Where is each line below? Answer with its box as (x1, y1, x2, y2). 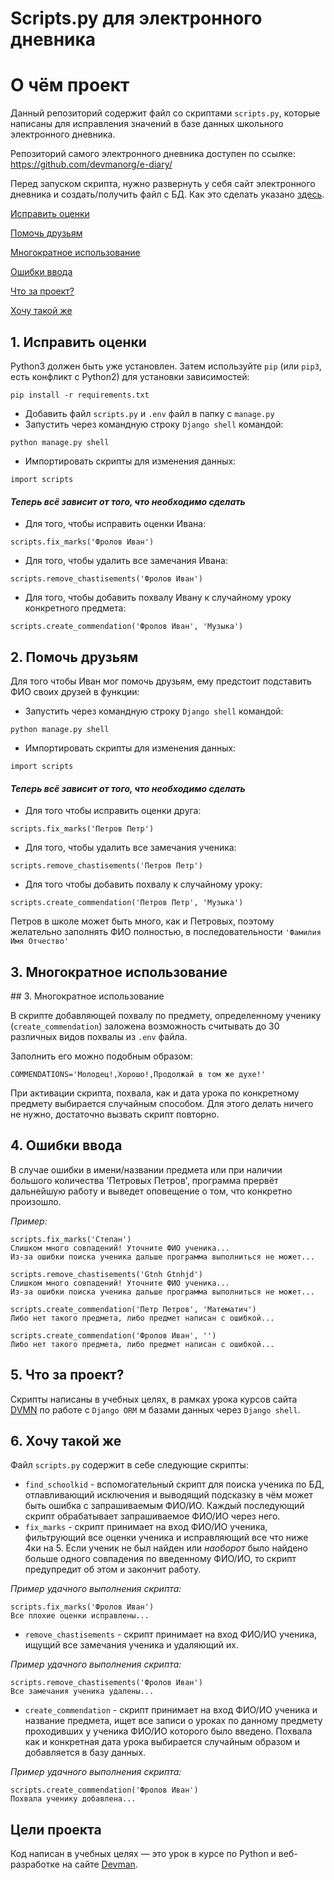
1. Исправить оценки (10, 333, 147, 351)
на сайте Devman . (61, 1858, 138, 1871)
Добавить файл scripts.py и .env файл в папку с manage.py (24, 407, 275, 419)
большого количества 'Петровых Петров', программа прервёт (10, 1174, 279, 1186)
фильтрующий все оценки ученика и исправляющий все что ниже (24, 1532, 309, 1544)
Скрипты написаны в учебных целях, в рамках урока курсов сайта (10, 1393, 298, 1405)
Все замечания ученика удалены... (10, 1687, 155, 1697)
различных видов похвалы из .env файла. (10, 1030, 188, 1042)
